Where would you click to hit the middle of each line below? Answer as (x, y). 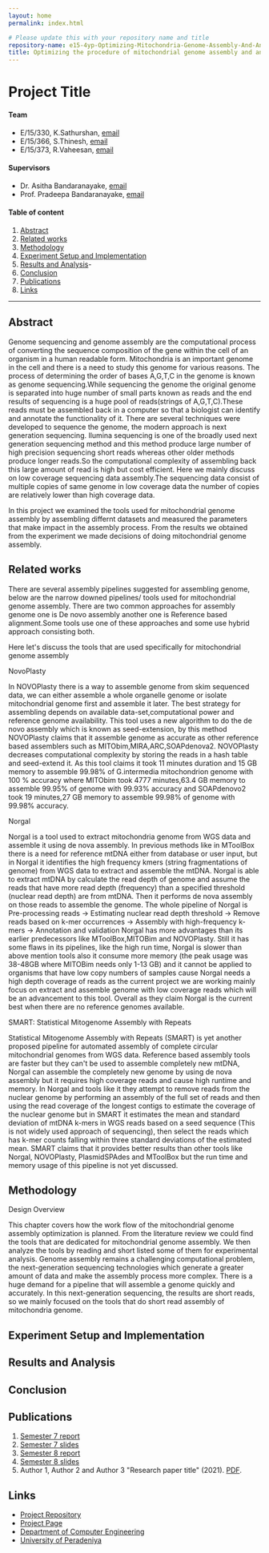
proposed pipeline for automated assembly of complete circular (113, 1046)
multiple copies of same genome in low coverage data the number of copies (134, 486)
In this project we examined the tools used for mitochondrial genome (122, 510)
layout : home (30, 16)
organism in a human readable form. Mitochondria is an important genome (131, 359)
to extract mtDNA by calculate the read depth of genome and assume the (129, 879)
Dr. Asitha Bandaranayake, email (73, 186)
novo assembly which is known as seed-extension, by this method (118, 728)
